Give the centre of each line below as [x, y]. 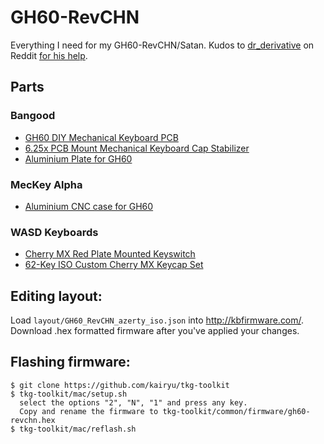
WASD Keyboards [54, 232]
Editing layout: [56, 296]
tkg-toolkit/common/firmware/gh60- [236, 411]
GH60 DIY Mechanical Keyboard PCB [101, 137]
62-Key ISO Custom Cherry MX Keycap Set [114, 265]
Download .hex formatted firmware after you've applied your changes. [155, 331]
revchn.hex [33, 420]
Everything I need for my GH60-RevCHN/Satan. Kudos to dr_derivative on [162, 45]
